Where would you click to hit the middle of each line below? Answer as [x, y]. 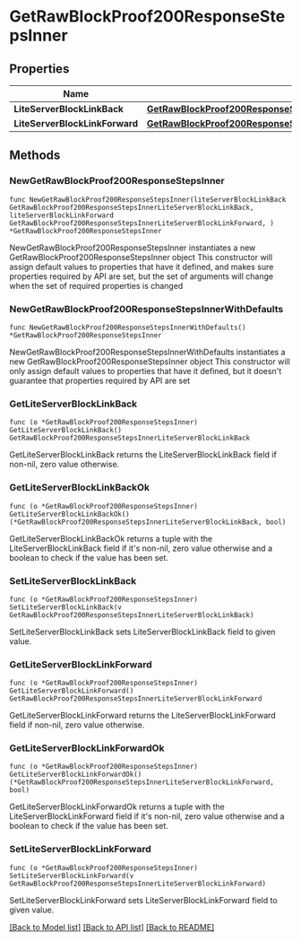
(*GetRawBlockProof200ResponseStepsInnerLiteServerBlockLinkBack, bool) [148, 522]
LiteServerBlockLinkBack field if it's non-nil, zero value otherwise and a [141, 548]
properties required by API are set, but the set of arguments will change [142, 276]
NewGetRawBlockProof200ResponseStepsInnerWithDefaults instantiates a [147, 352]
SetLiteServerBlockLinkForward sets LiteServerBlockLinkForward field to [143, 900]
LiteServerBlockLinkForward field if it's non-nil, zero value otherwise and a [147, 816]
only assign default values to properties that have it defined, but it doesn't [146, 370]
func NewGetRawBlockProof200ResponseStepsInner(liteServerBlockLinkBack [148, 199]
